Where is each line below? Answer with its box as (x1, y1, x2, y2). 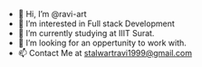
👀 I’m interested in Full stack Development (17, 18, 175, 29)
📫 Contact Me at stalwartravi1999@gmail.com (17, 48, 193, 58)
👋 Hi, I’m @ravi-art (17, 9, 88, 19)
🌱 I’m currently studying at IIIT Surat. (17, 28, 155, 38)
